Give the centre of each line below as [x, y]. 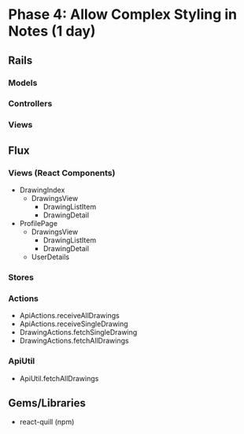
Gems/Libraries [47, 403]
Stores [21, 277]
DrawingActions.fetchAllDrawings [74, 341]
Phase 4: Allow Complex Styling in [123, 15]
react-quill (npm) [47, 422]
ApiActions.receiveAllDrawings [69, 316]
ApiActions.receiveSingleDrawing [74, 324]
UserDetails [50, 257]
